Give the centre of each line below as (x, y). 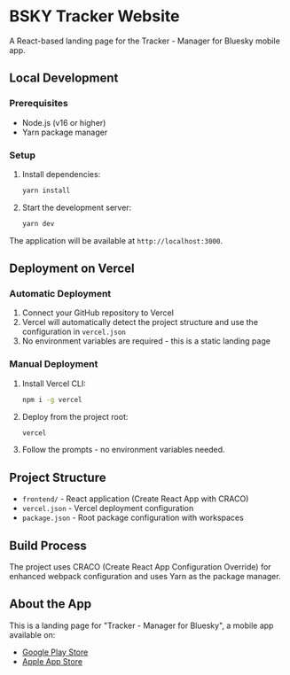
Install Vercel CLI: (54, 384)
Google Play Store (55, 652)
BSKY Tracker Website (94, 16)
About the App (50, 604)
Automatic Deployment (60, 293)
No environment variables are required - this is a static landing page (146, 341)
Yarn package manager (65, 132)
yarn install (46, 190)
